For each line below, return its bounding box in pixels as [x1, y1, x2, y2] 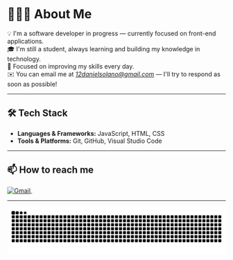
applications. [7, 37, 44, 45]
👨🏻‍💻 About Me [7, 6, 92, 22]
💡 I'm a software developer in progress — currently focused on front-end [7, 29, 216, 37]
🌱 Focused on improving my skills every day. [7, 62, 135, 70]
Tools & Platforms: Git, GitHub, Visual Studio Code [17, 137, 162, 145]
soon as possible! [7, 80, 58, 88]
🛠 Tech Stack [7, 107, 68, 119]
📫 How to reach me [7, 164, 94, 176]
